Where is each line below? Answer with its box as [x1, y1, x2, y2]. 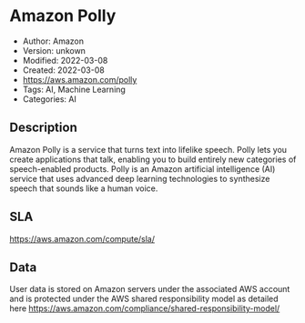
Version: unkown [22, 45, 86, 56]
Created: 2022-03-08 [22, 65, 105, 76]
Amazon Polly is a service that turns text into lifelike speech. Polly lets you [9, 144, 288, 155]
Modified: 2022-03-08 [22, 55, 108, 66]
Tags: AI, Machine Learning [22, 84, 126, 95]
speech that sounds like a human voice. [9, 183, 158, 194]
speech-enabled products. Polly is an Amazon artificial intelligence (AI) [9, 163, 276, 174]
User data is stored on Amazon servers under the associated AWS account [9, 284, 290, 295]
